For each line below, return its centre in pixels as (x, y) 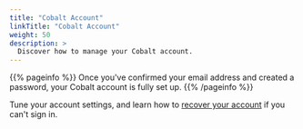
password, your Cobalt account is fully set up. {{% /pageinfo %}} (131, 87)
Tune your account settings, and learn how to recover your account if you (147, 104)
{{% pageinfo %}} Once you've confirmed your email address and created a (152, 77)
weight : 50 (30, 35)
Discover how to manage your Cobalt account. (106, 52)
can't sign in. (34, 114)
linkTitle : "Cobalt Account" (65, 26)
